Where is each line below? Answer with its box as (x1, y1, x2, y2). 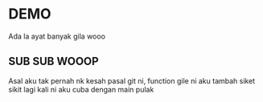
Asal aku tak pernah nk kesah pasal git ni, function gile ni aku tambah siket (8, 75, 256, 85)
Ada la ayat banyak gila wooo (8, 31, 106, 41)
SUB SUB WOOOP (8, 55, 99, 68)
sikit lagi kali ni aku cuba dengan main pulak (8, 84, 154, 94)
